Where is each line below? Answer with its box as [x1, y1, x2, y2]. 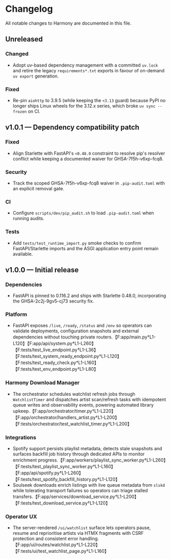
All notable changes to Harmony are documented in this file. [5, 20, 132, 26]
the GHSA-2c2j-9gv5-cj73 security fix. [12, 298, 94, 304]
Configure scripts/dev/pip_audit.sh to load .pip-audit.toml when [12, 210, 154, 216]
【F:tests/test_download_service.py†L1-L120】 [12, 500, 111, 506]
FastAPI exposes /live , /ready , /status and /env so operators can [12, 323, 152, 329]
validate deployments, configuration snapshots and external [12, 328, 139, 334]
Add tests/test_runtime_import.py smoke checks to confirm [12, 239, 141, 246]
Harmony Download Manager [5, 379, 80, 386]
